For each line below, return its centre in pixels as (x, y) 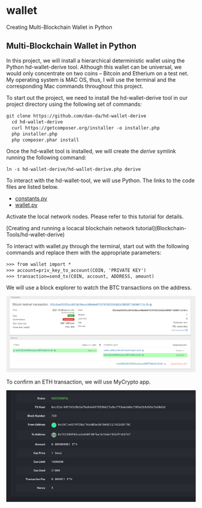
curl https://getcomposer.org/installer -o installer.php (86, 128)
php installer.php (35, 134)
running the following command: (46, 158)
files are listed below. (32, 186)
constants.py (31, 198)
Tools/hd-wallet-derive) (35, 234)
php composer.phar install (45, 140)
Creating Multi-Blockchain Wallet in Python (59, 27)
